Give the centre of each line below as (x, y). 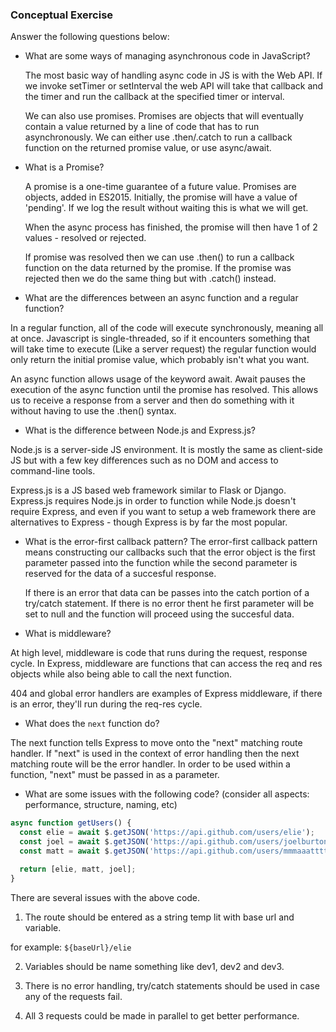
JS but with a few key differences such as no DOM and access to (144, 460)
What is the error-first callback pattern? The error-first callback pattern (171, 542)
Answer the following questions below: (90, 37)
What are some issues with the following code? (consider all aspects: (167, 794)
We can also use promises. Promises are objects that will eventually (164, 116)
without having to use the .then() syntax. (93, 411)
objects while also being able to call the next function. (121, 674)
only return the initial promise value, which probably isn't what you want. (160, 360)
